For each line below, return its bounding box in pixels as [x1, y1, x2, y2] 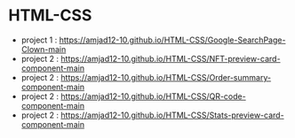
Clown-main [20, 43, 67, 54]
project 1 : [20, 34, 58, 45]
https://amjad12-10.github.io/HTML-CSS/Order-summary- [60, 72, 272, 82]
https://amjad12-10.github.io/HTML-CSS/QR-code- [60, 90, 246, 102]
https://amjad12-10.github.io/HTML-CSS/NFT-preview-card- [60, 53, 281, 64]
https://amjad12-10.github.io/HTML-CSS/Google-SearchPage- [59, 34, 286, 45]
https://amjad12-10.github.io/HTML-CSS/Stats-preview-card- [60, 110, 285, 120]
